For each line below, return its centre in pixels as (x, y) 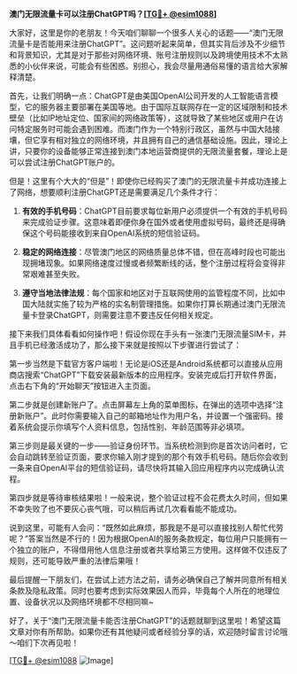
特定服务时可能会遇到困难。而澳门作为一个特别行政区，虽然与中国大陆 (144, 129)
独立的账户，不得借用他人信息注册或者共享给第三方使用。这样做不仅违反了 (152, 550)
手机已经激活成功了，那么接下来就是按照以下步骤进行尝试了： (129, 345)
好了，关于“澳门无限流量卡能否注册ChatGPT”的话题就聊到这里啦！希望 (137, 620)
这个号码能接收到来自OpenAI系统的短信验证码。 (117, 233)
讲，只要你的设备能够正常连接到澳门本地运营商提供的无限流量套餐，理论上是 (148, 151)
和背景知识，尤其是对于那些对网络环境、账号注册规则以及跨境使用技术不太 (145, 55)
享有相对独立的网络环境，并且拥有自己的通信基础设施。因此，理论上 (164, 140)
